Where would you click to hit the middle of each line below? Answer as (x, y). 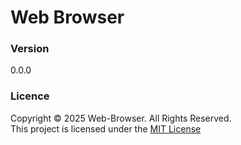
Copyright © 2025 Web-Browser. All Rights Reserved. (121, 118)
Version (30, 49)
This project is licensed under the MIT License (106, 128)
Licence (30, 96)
